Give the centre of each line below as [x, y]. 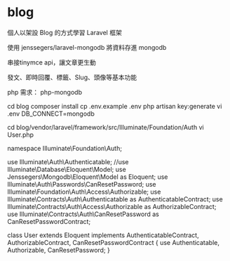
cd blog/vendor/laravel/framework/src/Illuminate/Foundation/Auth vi [106, 127]
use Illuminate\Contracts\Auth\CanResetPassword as [83, 214]
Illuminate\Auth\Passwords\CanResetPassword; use [82, 184]
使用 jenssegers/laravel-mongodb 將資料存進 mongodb [87, 47]
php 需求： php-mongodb [45, 92]
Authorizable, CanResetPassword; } [59, 250]
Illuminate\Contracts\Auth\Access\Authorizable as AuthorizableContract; [112, 206]
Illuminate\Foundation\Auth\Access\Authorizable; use [84, 192]
